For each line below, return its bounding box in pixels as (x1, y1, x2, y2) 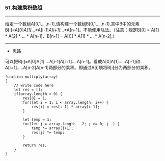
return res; (23, 143, 48, 148)
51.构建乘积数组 (5, 4, 43, 11)
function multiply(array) (5, 74, 58, 79)
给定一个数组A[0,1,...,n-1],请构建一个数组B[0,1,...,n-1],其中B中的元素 (5, 21, 140, 27)
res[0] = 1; (23, 96, 48, 101)
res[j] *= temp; (31, 130, 65, 135)
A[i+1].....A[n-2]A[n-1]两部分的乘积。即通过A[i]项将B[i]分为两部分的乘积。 (5, 65, 153, 70)
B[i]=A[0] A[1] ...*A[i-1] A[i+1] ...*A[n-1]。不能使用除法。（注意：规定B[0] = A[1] (5, 27, 159, 33)
